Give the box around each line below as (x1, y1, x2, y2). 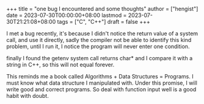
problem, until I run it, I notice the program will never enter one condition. (6, 43, 190, 50)
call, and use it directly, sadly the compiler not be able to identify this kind (6, 36, 192, 43)
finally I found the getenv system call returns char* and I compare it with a (6, 55, 193, 61)
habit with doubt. (6, 92, 49, 99)
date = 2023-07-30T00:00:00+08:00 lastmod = (6, 12, 127, 19)
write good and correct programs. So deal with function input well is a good (6, 86, 197, 93)
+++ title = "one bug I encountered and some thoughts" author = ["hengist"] (6, 5, 199, 12)
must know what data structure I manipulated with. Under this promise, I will (6, 79, 197, 86)
